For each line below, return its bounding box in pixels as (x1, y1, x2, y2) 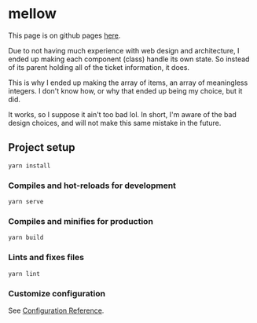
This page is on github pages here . (8, 31, 121, 40)
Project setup (8, 141, 76, 154)
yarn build (8, 233, 44, 242)
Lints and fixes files (8, 252, 85, 263)
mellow (8, 5, 57, 23)
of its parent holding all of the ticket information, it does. (8, 62, 190, 72)
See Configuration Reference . (8, 306, 105, 315)
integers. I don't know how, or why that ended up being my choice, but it (8, 86, 243, 95)
